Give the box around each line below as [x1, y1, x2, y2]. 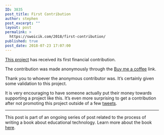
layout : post [5, 25, 32, 30]
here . [5, 124, 16, 130]
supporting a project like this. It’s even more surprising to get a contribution [5, 95, 156, 101]
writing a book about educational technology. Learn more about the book [5, 119, 152, 125]
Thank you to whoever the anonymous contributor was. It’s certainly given [5, 75, 154, 81]
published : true [5, 39, 38, 44]
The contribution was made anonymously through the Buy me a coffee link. [5, 66, 156, 72]
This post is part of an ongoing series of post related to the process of [5, 114, 146, 120]
